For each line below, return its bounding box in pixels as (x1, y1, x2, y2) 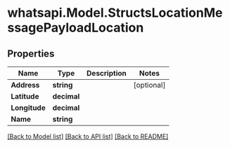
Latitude (11, 92, 39, 101)
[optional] (133, 80, 166, 90)
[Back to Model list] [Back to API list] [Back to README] (7, 132, 169, 141)
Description (87, 69, 127, 78)
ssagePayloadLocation (7, 20, 144, 36)
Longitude (11, 103, 46, 113)
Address (11, 80, 40, 90)
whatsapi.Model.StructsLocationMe (7, 5, 223, 21)
